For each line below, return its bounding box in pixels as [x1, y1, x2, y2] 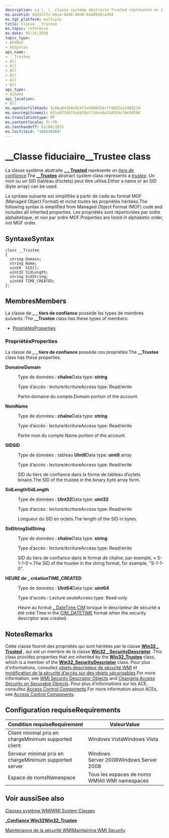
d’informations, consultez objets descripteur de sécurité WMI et [5, 665, 137, 671]
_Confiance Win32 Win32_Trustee [5, 817, 77, 823]
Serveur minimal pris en [8, 750, 64, 757]
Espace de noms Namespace [8, 774, 75, 781]
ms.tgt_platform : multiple [5, 17, 62, 22]
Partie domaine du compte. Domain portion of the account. [18, 394, 139, 400]
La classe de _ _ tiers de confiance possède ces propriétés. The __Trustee [5, 349, 159, 355]
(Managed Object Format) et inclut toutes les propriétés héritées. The [5, 198, 148, 204]
